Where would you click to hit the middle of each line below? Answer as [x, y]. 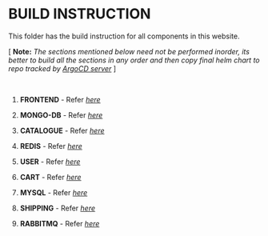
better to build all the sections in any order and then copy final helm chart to [134, 60]
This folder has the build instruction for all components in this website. [124, 36]
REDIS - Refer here [51, 146]
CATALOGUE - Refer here [62, 130]
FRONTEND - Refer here [60, 99]
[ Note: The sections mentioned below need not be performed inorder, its [129, 51]
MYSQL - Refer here [54, 192]
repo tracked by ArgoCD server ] [62, 68]
